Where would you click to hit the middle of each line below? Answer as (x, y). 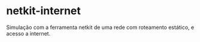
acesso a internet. (28, 33)
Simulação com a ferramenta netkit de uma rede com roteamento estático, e (100, 27)
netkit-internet (43, 11)
